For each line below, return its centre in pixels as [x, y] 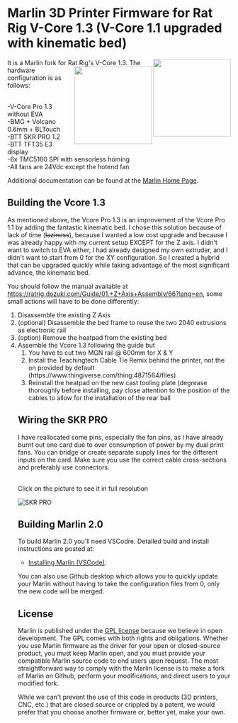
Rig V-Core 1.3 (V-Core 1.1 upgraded [115, 28]
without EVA [25, 114]
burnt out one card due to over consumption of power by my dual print [121, 445]
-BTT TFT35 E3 [30, 144]
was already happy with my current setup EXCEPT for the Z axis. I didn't [113, 242]
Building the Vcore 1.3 [57, 203]
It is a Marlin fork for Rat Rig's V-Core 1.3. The [74, 62]
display [18, 152]
